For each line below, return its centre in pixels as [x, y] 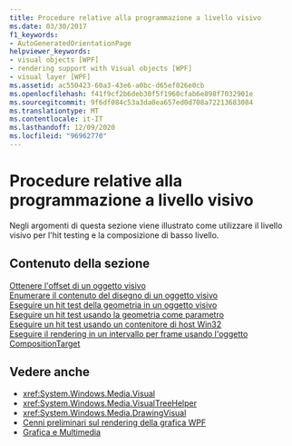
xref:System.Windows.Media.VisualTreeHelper [110, 403]
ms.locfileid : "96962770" [58, 136]
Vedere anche [50, 372]
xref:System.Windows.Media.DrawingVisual [104, 413]
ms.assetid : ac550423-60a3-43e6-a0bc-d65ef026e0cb [107, 85]
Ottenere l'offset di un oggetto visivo [78, 285]
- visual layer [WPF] [50, 77]
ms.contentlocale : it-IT [56, 119]
